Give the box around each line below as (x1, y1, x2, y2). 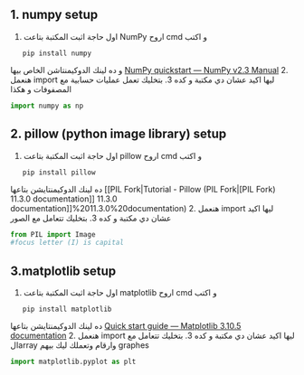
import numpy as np (10, 101, 84, 110)
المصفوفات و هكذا (10, 83, 71, 94)
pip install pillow (22, 167, 96, 177)
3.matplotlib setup (10, 263, 117, 278)
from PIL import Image (10, 230, 96, 239)
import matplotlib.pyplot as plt (10, 357, 137, 367)
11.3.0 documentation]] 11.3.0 (10, 193, 118, 204)
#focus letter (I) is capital (10, 239, 125, 248)
